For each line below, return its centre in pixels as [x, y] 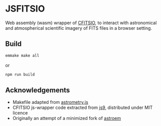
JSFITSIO [25, 9]
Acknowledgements [38, 90]
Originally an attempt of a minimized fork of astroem [67, 118]
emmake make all [22, 55]
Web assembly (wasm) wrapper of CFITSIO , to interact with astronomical [81, 23]
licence [20, 113]
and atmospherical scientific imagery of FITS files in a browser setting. [79, 28]
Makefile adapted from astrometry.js [50, 102]
